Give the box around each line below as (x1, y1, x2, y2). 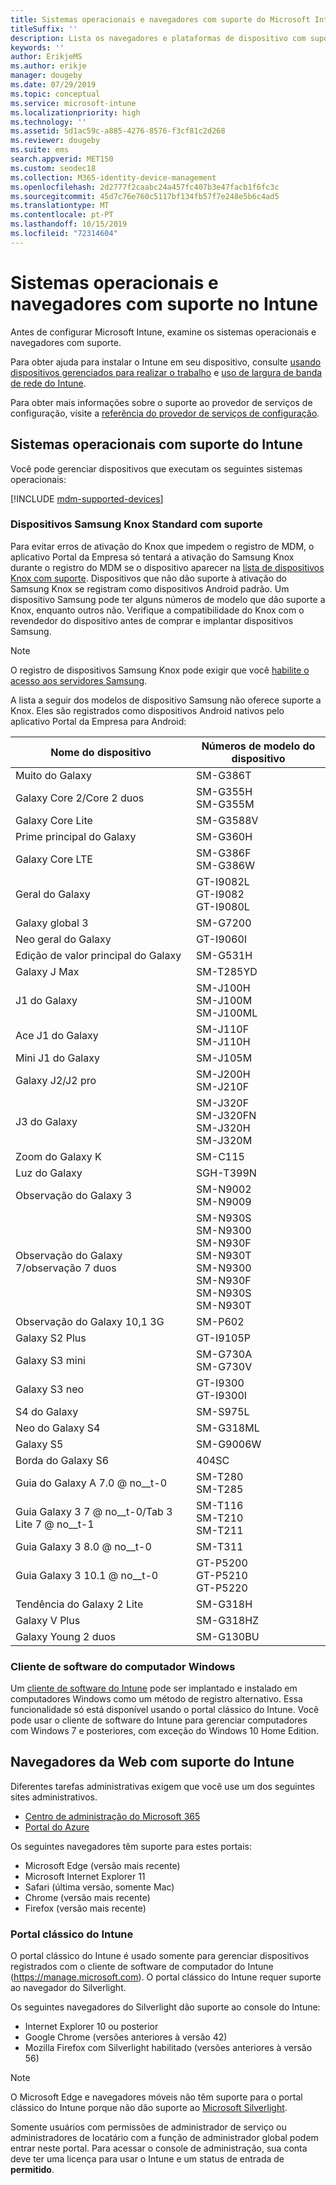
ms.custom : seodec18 (10, 163, 97, 173)
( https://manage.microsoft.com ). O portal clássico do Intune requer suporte (10, 1971, 322, 1983)
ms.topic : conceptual (10, 89, 101, 99)
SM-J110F (196, 1022, 250, 1036)
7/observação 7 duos (15, 1261, 117, 1275)
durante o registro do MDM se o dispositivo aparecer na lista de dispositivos (10, 561, 325, 573)
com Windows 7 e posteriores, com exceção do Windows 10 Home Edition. (10, 1725, 320, 1737)
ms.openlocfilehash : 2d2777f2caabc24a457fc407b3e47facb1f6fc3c (10, 182, 280, 192)
